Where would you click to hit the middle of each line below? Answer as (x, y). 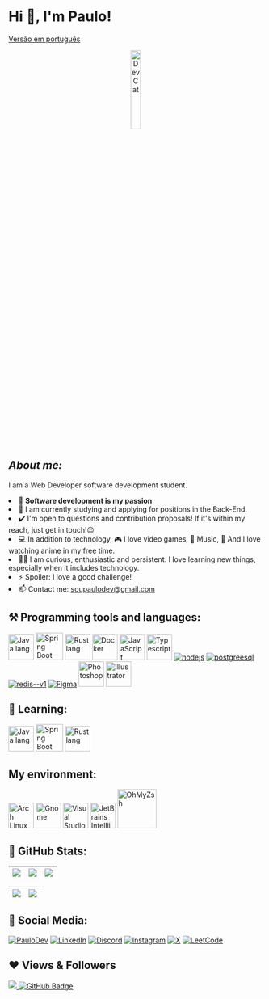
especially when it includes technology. (74, 567)
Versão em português (44, 39)
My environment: (53, 774)
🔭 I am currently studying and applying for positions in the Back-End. (133, 509)
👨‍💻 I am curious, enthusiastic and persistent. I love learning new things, (137, 559)
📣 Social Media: (48, 921)
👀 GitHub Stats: (48, 851)
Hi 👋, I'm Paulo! (60, 17)
